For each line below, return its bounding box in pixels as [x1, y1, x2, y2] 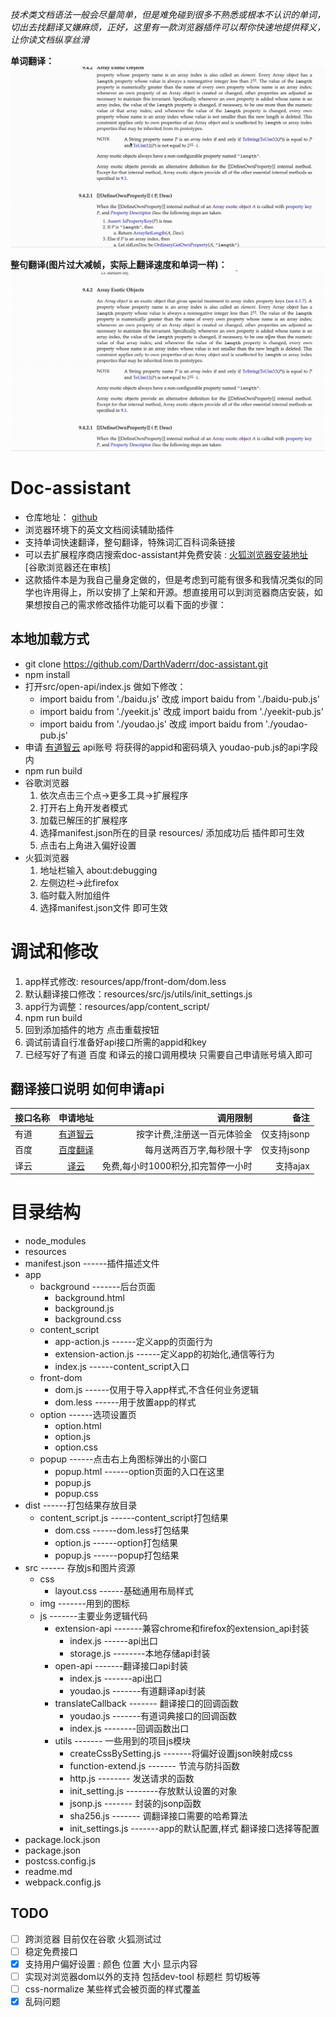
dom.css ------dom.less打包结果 [54, 1524, 190, 1536]
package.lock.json [24, 1834, 101, 1845]
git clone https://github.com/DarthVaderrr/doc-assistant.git [24, 658, 269, 670]
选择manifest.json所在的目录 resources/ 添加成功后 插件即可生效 [39, 826, 305, 838]
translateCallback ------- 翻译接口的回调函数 [54, 1698, 239, 1709]
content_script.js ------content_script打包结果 [39, 1512, 229, 1523]
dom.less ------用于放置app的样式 [54, 1396, 197, 1408]
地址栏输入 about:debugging [39, 864, 158, 876]
